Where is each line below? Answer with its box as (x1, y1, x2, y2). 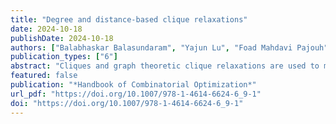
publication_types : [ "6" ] (10, 52, 118, 62)
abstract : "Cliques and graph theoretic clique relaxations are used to (10, 61, 320, 71)
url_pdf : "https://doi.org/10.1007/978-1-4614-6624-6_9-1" (10, 89, 262, 99)
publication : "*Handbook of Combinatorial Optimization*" (10, 80, 257, 90)
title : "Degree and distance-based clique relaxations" (10, 14, 248, 25)
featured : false (10, 71, 78, 81)
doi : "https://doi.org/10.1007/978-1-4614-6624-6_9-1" (10, 98, 244, 108)
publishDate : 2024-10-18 (10, 33, 114, 43)
